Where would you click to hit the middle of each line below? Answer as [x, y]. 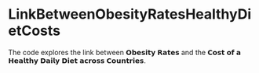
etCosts [35, 31]
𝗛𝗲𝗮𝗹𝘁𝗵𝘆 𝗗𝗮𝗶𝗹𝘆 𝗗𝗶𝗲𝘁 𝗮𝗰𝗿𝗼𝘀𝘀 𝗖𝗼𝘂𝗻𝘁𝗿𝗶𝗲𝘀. [77, 61]
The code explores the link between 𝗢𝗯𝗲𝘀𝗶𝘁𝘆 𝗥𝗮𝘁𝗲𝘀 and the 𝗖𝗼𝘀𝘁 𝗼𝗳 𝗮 [125, 52]
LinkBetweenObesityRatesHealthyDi [130, 14]
